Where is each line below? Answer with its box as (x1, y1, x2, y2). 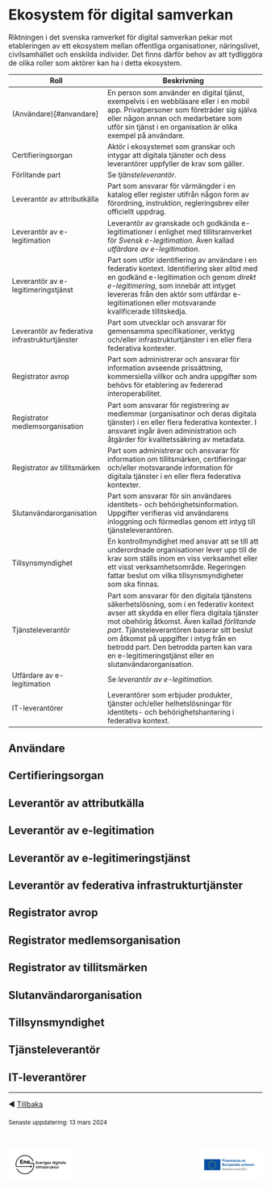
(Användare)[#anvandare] (11, 109, 99, 119)
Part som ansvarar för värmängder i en (107, 181, 236, 191)
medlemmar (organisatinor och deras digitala (107, 409, 256, 419)
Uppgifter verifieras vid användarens (107, 508, 229, 518)
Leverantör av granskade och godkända (107, 218, 240, 227)
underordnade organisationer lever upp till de (107, 545, 257, 555)
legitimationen (107, 298, 155, 307)
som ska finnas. (107, 579, 160, 589)
